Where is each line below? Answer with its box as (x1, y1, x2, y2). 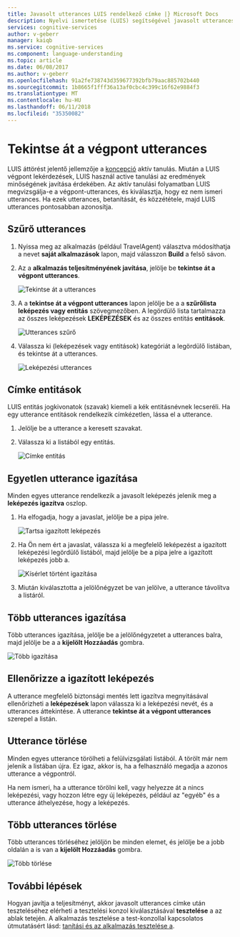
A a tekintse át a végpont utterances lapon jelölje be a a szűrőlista (17, 299, 216, 307)
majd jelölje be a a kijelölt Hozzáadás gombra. (7, 638, 145, 646)
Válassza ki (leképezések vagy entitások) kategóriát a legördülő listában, (17, 341, 232, 350)
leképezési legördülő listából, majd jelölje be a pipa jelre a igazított (17, 548, 213, 557)
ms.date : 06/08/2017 (7, 64, 69, 71)
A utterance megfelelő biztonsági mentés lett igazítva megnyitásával (7, 691, 209, 700)
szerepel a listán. (7, 714, 58, 723)
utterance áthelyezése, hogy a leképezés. (7, 798, 130, 807)
